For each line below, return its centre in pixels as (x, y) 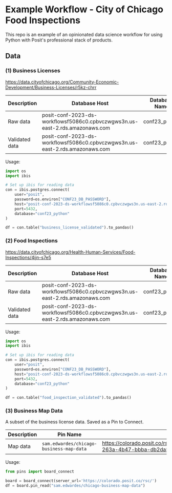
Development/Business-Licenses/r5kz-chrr (51, 87)
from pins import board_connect (40, 472)
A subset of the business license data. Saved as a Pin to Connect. (74, 422)
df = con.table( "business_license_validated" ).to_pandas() (70, 228)
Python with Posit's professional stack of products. (59, 40)
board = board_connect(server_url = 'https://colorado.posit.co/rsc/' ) (81, 481)
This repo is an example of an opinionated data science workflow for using (84, 34)
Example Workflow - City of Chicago (84, 9)
